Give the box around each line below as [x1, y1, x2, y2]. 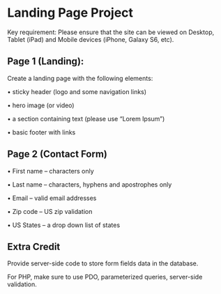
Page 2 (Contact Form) [7, 148, 108, 160]
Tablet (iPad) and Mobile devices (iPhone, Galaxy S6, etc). [7, 35, 174, 43]
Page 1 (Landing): [7, 56, 84, 68]
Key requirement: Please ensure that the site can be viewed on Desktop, [7, 28, 215, 36]
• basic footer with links [7, 127, 76, 137]
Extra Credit [7, 240, 61, 252]
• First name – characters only [7, 167, 94, 175]
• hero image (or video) [7, 101, 75, 109]
